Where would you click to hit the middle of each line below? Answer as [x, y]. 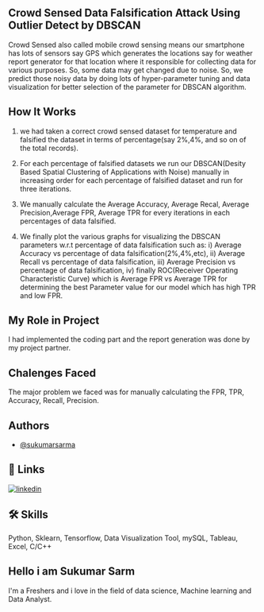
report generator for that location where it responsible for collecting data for [132, 61]
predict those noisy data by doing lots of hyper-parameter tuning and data [130, 78]
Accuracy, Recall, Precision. [54, 401]
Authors [29, 426]
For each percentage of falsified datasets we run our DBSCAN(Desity [133, 163]
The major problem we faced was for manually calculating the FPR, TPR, [126, 392]
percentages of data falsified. [68, 221]
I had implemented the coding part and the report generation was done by [129, 339]
